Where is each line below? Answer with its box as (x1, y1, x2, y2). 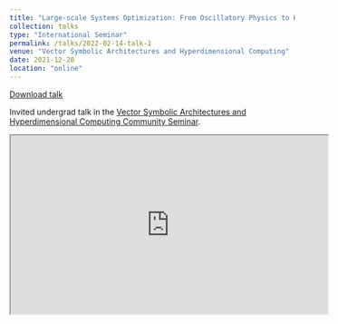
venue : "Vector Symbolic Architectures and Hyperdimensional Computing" (9, 47, 290, 56)
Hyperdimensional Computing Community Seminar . (9, 115, 201, 127)
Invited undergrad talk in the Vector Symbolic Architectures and (9, 106, 246, 117)
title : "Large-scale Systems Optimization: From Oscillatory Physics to (9, 13, 290, 23)
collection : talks (9, 22, 79, 31)
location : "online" (9, 64, 83, 74)
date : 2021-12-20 (9, 55, 75, 64)
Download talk (9, 88, 63, 100)
